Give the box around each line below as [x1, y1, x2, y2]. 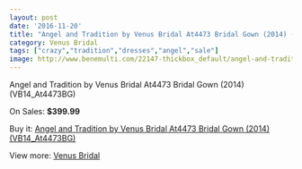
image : [9, 55, 34, 63]
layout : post [9, 13, 58, 22]
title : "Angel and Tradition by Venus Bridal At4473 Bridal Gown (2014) [9, 30, 288, 38]
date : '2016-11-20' [9, 21, 83, 30]
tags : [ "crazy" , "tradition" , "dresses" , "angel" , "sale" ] [9, 46, 219, 55]
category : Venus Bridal [9, 38, 99, 47]
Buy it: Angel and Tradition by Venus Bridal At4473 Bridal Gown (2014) [9, 123, 270, 134]
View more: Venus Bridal [9, 150, 101, 161]
